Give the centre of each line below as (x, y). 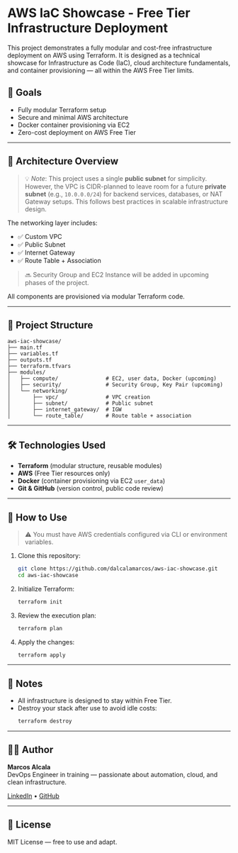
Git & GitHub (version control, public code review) (91, 489)
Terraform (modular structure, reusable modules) (90, 466)
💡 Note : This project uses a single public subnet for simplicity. (116, 178)
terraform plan (40, 628)
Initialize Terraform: (46, 589)
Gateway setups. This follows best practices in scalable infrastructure (126, 201)
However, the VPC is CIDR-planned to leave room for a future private (125, 186)
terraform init (40, 602)
